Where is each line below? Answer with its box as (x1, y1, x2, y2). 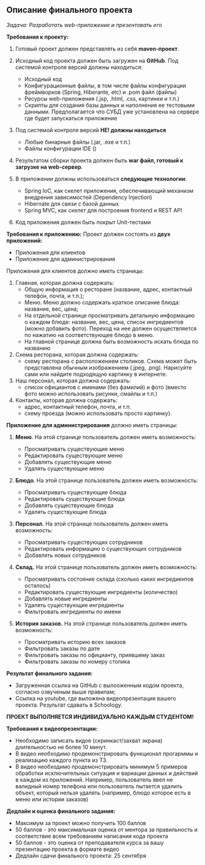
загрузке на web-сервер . (15, 163, 83, 171)
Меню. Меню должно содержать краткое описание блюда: (24, 298, 181, 306)
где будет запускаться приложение (24, 114, 117, 122)
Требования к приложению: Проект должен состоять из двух (6, 230, 171, 238)
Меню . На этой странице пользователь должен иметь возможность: (15, 433, 196, 441)
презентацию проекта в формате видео (15, 845, 119, 853)
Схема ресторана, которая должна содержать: (15, 351, 139, 358)
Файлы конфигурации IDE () (24, 144, 97, 152)
